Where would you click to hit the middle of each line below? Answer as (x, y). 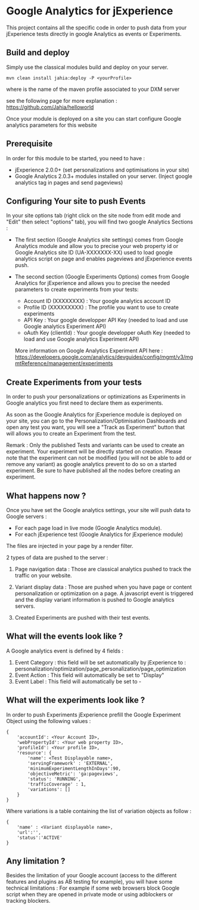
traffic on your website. (43, 575)
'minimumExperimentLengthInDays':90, (74, 768)
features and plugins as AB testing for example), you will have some (89, 882)
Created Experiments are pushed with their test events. (83, 618)
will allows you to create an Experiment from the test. (71, 434)
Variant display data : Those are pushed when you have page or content (103, 587)
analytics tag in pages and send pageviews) (69, 182)
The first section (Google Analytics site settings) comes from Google (99, 240)
